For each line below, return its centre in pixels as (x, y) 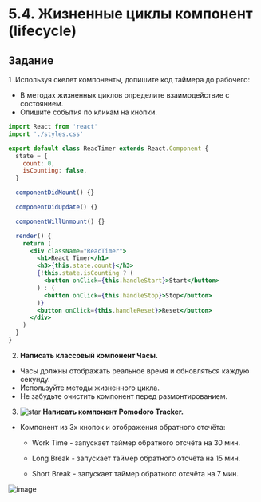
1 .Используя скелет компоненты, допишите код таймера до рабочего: (129, 80)
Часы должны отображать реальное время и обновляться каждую (134, 371)
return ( (37, 243)
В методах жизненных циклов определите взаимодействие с (125, 95)
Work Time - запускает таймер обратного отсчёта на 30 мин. (136, 442)
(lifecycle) (43, 31)
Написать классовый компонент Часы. (89, 355)
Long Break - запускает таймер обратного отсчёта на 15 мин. (136, 458)
